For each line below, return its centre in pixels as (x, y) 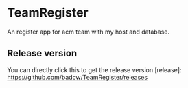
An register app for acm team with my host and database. (89, 32)
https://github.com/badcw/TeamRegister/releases (78, 77)
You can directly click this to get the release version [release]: (94, 69)
